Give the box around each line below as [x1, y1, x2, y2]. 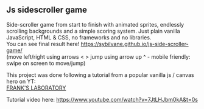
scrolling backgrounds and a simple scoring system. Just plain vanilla [6, 27, 181, 35]
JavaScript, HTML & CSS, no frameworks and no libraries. [6, 33, 152, 41]
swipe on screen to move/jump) [6, 59, 86, 67]
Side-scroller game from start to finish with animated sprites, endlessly [6, 21, 185, 28]
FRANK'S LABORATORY [6, 84, 66, 91]
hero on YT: [6, 78, 36, 85]
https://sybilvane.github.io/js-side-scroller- [80, 40, 189, 47]
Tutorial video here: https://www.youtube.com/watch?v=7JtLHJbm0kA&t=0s [6, 96, 198, 103]
